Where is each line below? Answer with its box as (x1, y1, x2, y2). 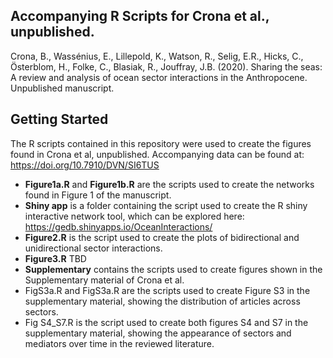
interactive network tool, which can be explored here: (24, 210, 245, 222)
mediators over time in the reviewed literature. (24, 337, 215, 349)
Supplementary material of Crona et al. (24, 274, 185, 286)
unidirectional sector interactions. (24, 242, 163, 254)
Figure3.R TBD (24, 252, 87, 264)
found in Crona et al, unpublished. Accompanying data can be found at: (10, 148, 305, 160)
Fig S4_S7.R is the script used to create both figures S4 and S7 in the (24, 316, 309, 328)
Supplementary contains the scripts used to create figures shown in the (24, 263, 323, 275)
